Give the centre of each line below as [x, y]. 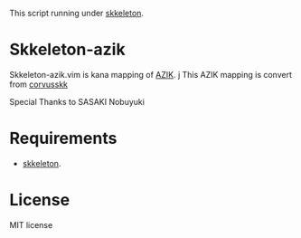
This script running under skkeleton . [77, 13]
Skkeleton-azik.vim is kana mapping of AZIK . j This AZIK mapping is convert [150, 74]
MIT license [31, 224]
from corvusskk [39, 84]
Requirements [63, 138]
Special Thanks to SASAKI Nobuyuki [77, 101]
